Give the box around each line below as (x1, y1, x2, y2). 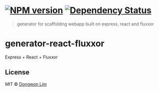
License (5, 68, 30, 76)
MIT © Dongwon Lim (5, 81, 47, 87)
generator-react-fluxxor (5, 38, 105, 49)
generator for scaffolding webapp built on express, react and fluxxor (17, 21, 154, 27)
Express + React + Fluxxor (5, 54, 58, 60)
